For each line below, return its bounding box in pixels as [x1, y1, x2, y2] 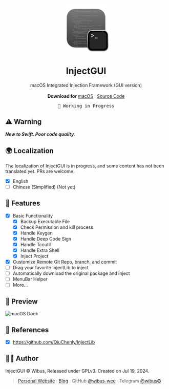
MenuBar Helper [12, 276, 48, 283]
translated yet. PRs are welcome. [5, 168, 75, 174]
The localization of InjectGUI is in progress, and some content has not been [5, 163, 164, 169]
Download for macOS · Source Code [47, 93, 125, 99]
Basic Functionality [12, 212, 53, 219]
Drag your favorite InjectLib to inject [12, 265, 89, 271]
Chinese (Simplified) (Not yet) [12, 184, 76, 190]
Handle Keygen [20, 230, 53, 236]
